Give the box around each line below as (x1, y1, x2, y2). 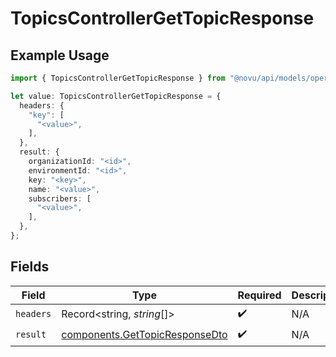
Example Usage (10, 47, 110, 64)
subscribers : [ (28, 193, 92, 204)
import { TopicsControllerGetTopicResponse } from (10, 73, 226, 83)
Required (237, 288, 282, 302)
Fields (10, 258, 50, 276)
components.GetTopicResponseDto (61, 328, 228, 342)
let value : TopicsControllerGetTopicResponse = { (10, 91, 222, 101)
